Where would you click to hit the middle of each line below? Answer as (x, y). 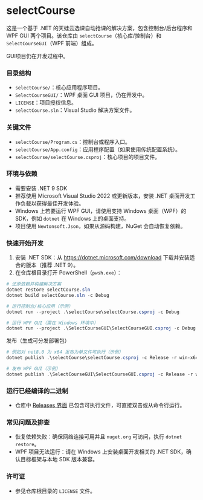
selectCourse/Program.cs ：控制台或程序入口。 (73, 141)
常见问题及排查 (28, 422)
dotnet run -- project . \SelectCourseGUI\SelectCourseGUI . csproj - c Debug (101, 328)
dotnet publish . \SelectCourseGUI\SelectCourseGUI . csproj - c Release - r (100, 374)
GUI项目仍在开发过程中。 (37, 56)
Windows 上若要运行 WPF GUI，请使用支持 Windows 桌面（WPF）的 (101, 211)
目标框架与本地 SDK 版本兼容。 (59, 459)
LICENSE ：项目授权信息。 (46, 103)
